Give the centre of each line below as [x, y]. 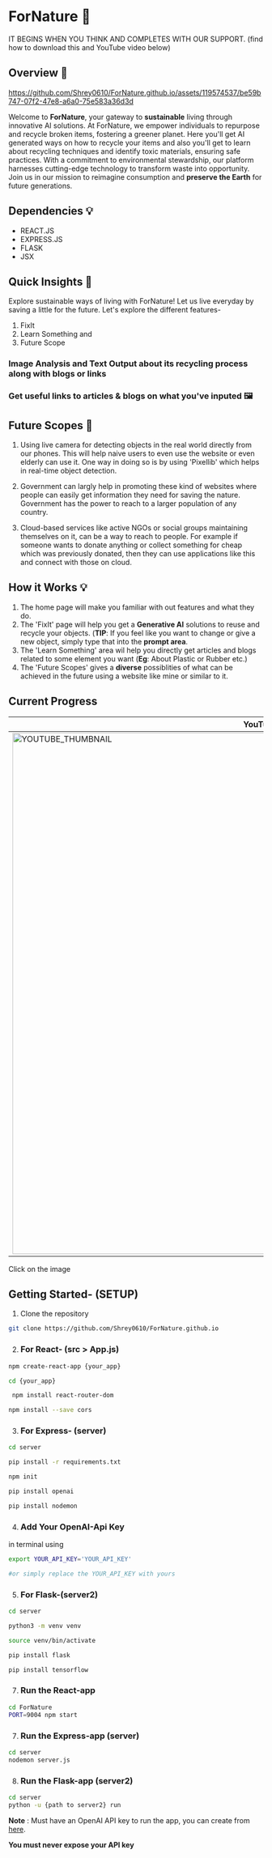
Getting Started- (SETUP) [74, 1295]
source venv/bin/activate [52, 1640]
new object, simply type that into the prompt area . [104, 641]
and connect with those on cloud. [76, 563]
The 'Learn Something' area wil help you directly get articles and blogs [138, 650]
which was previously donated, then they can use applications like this [138, 554]
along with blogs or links [57, 374]
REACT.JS [37, 231]
